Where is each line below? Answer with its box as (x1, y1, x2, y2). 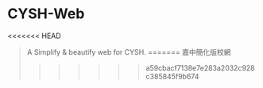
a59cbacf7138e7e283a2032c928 (145, 63, 255, 72)
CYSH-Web (7, 5, 85, 23)
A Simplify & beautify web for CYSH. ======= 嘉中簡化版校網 (26, 47, 231, 56)
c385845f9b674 (145, 71, 199, 81)
